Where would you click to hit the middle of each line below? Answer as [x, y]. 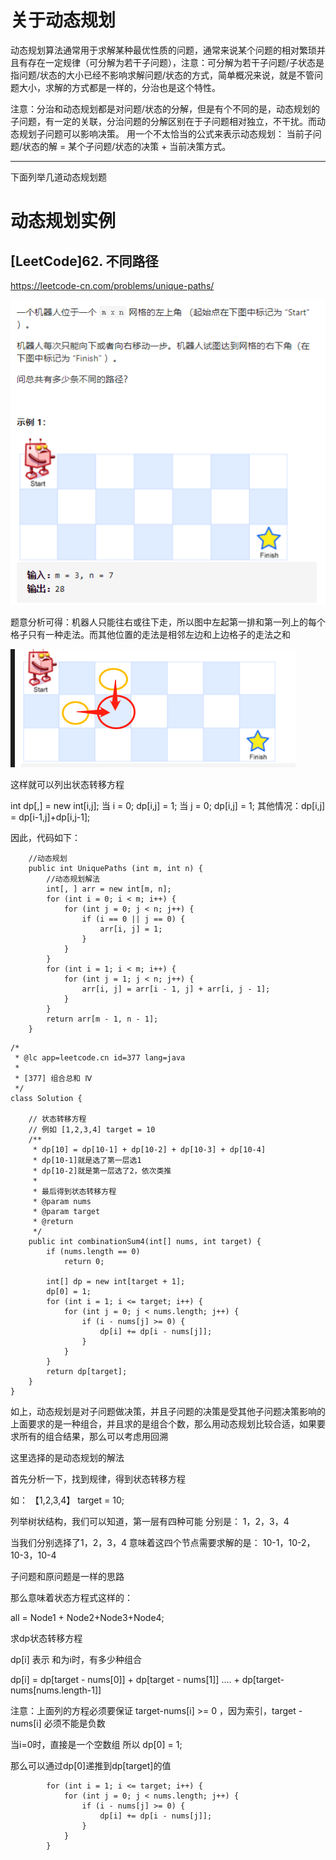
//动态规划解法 [73, 879]
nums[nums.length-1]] [56, 1690]
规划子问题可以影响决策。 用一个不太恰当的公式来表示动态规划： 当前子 [165, 133]
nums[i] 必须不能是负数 [58, 1723]
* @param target [66, 1212]
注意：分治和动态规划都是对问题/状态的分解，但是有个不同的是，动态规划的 [165, 108]
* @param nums [62, 1202]
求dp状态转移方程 [46, 1638]
